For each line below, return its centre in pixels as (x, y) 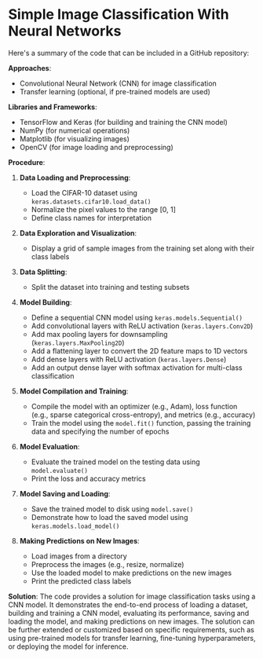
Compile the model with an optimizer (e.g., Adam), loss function (134, 406)
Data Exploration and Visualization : (78, 232)
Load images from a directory (79, 556)
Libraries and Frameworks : (53, 107)
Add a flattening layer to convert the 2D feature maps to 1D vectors (139, 350)
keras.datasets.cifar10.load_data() (91, 202)
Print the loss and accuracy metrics (89, 478)
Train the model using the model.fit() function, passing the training (141, 423)
